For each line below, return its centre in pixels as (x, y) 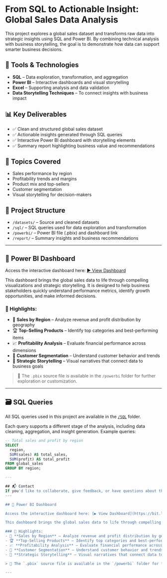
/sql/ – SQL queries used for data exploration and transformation (79, 228)
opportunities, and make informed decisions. (51, 296)
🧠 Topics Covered (33, 161)
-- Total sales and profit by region (44, 441)
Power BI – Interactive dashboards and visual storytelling (71, 82)
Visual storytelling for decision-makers (52, 194)
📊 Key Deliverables (36, 115)
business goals (28, 366)
